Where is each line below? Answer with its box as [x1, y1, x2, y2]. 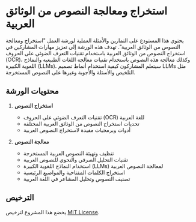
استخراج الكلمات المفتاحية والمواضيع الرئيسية [23, 169, 126, 176]
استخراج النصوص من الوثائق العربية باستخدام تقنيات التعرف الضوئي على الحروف [5, 49, 186, 56]
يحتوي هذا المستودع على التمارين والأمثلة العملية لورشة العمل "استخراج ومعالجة [5, 37, 184, 44]
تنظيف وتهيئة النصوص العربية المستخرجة [23, 149, 114, 157]
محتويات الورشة [5, 86, 60, 97]
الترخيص [5, 193, 34, 203]
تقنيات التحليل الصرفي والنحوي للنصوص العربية [23, 156, 129, 163]
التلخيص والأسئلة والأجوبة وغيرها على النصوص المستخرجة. [5, 68, 136, 76]
